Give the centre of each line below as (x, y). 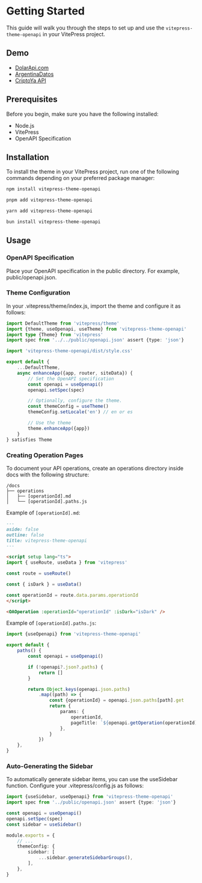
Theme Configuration (38, 293)
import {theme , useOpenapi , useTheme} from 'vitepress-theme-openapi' (96, 329)
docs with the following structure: (48, 475)
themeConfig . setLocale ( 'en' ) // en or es (81, 412)
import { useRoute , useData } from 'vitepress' (67, 563)
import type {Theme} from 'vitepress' (55, 335)
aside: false (23, 529)
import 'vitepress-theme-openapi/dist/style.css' (70, 351)
